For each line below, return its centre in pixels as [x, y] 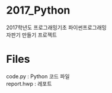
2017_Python [38, 10]
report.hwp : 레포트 [29, 84]
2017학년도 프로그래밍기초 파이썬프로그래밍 [56, 27]
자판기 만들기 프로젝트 [32, 35]
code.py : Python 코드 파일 [38, 76]
